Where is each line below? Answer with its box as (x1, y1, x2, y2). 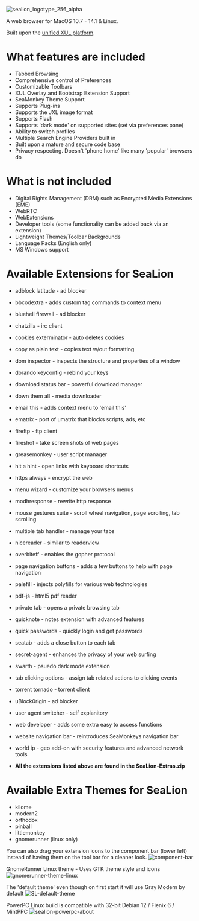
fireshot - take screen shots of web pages (14, 439, 119, 446)
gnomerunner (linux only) (14, 835, 78, 843)
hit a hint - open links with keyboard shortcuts (14, 462, 129, 470)
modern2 (14, 809, 38, 817)
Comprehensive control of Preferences (14, 76, 112, 84)
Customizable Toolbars (14, 83, 73, 90)
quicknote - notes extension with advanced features (14, 616, 145, 623)
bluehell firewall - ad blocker (14, 310, 86, 317)
